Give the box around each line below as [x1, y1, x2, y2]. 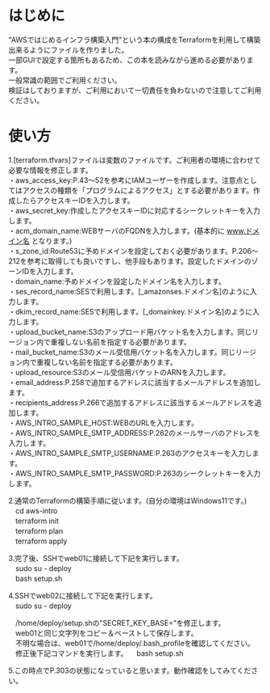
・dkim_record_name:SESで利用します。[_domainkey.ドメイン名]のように [8, 306, 253, 316]
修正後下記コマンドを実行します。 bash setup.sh [15, 648, 184, 658]
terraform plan [15, 526, 64, 535]
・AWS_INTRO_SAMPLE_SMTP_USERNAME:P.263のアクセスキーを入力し [8, 448, 252, 458]
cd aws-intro [15, 505, 58, 515]
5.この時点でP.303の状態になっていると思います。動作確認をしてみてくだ [8, 666, 251, 675]
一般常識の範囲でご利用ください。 [8, 75, 122, 85]
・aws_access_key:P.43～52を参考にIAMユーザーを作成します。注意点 [8, 175, 243, 185]
